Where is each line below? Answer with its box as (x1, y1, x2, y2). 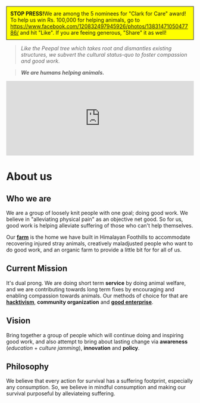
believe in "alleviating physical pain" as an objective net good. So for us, (6, 216, 183, 223)
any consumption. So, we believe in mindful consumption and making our (6, 384, 186, 391)
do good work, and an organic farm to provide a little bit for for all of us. (6, 247, 182, 253)
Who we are (6, 193, 52, 204)
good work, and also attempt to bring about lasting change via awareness (6, 338, 188, 345)
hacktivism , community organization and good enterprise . (6, 298, 154, 306)
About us (6, 170, 52, 183)
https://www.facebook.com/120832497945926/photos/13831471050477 (10, 23, 189, 30)
